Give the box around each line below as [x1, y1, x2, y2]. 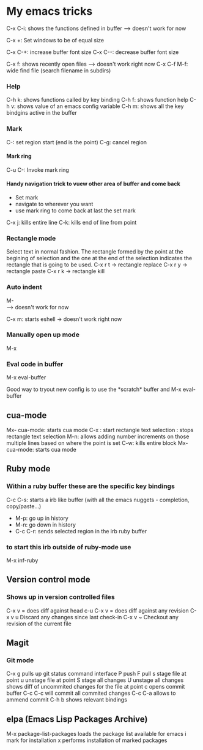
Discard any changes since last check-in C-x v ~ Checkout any [20, 613, 179, 620]
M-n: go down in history [15, 520, 76, 528]
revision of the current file [6, 620, 72, 627]
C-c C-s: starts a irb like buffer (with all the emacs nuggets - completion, [6, 496, 190, 503]
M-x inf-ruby [6, 557, 39, 564]
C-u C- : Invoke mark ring [6, 166, 69, 173]
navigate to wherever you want [15, 200, 94, 207]
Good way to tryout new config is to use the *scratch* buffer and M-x [6, 385, 182, 393]
